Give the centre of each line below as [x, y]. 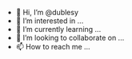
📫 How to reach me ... [53, 47]
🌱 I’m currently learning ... [58, 29]
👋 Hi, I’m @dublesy [47, 12]
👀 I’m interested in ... [50, 21]
